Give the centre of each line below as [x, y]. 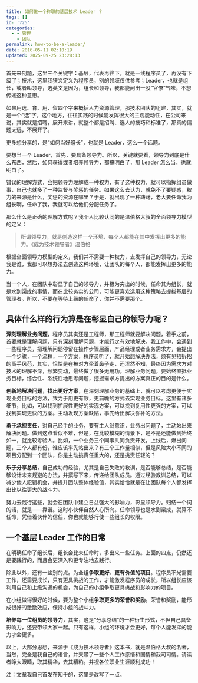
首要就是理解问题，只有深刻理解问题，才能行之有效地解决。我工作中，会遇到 [99, 341]
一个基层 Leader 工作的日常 [56, 537]
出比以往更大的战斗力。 [34, 490]
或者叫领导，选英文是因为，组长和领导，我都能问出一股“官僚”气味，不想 [104, 88]
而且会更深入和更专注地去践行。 [76, 560]
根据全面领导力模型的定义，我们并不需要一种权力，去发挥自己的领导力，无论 [99, 257]
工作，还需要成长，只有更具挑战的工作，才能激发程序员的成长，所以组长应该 [99, 580]
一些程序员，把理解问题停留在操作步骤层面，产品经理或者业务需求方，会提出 [99, 349]
